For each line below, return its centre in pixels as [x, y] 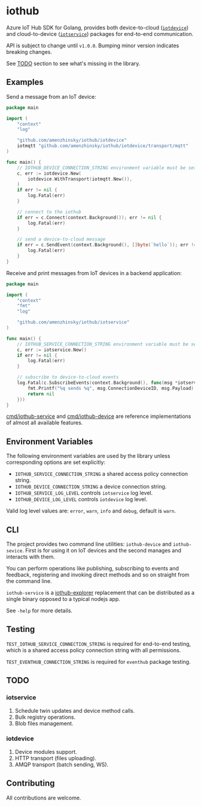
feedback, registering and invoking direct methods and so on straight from [98, 575]
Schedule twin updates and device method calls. [75, 710]
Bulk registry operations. [45, 717]
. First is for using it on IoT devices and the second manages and [101, 550]
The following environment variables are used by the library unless [88, 456]
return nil [41, 394]
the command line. [29, 581]
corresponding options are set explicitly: [56, 462]
